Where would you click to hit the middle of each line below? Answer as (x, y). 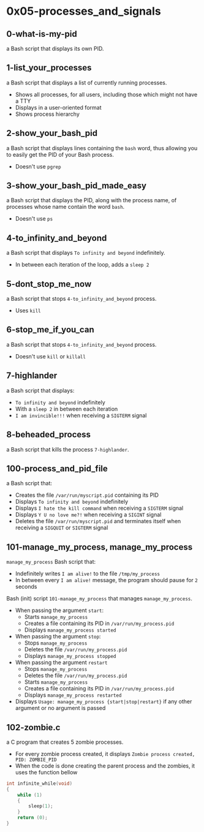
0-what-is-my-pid (42, 34)
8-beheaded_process (48, 435)
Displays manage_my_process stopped (70, 656)
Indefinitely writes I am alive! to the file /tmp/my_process (88, 573)
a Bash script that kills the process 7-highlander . (68, 449)
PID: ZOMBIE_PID (36, 760)
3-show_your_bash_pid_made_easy (77, 186)
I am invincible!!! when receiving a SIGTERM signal (81, 415)
